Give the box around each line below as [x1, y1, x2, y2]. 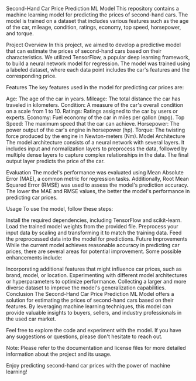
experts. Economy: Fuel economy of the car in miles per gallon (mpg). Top [6, 114, 185, 121]
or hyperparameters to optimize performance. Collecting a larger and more [6, 278, 187, 285]
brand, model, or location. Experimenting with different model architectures [6, 272, 187, 278]
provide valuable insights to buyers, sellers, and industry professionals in [6, 309, 182, 316]
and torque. [6, 30, 34, 37]
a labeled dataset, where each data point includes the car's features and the [6, 66, 190, 73]
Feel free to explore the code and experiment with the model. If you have [6, 327, 181, 333]
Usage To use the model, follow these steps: [6, 205, 114, 212]
